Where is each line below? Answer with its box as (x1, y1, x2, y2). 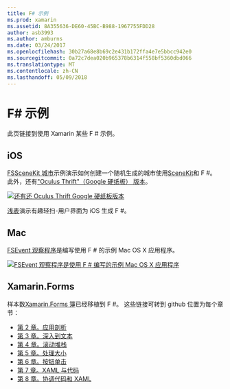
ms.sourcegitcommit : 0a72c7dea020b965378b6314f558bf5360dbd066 (7, 55, 192, 62)
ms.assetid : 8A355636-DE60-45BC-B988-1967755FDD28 (7, 23, 155, 30)
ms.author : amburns (7, 36, 63, 43)
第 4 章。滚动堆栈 (16, 340, 67, 349)
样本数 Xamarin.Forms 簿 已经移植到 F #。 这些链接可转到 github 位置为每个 (7, 300, 218, 308)
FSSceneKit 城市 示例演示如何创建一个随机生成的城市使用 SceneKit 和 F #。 (7, 169, 216, 177)
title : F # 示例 (7, 10, 49, 17)
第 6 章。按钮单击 (16, 357, 67, 366)
